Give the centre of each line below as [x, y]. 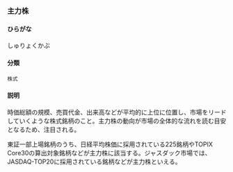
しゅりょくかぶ [29, 46]
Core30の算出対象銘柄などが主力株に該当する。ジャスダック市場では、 [109, 153]
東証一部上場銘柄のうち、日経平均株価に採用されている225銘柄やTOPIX [110, 144]
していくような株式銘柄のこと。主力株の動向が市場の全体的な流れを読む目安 [117, 121]
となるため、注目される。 [44, 129]
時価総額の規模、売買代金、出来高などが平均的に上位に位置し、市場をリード [117, 112]
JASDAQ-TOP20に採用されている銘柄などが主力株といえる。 [95, 162]
